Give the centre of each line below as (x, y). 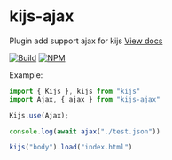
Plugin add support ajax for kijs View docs (86, 41)
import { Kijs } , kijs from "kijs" (75, 91)
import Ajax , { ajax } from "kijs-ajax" (85, 99)
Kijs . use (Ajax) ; (39, 115)
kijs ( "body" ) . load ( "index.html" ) (71, 148)
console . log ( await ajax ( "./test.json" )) (85, 131)
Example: (26, 75)
